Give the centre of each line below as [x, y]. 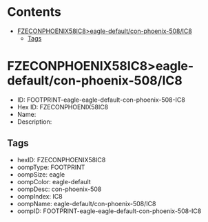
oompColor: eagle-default [54, 181]
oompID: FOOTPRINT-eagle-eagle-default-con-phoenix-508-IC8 [109, 211]
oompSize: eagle [41, 174]
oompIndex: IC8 [40, 196]
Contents [34, 12]
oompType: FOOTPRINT [51, 167]
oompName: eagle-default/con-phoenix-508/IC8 [86, 203]
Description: [34, 122]
